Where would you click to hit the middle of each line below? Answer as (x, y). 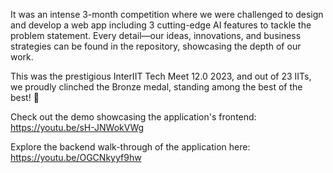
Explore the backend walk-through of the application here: (130, 147)
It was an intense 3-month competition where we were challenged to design (167, 14)
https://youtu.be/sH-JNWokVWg (77, 127)
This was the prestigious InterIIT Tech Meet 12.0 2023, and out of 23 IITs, (161, 76)
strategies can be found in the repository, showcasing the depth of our (156, 46)
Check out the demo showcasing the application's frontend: (133, 117)
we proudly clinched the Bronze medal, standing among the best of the (156, 87)
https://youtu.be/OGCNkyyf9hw (76, 157)
